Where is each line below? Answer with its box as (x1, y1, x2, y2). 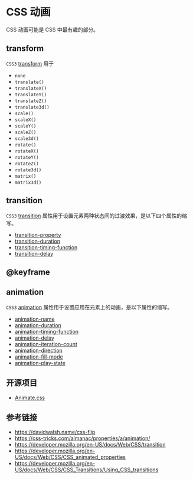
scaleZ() (14, 129, 37, 135)
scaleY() (14, 123, 37, 129)
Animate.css (14, 394, 45, 401)
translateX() (14, 85, 47, 92)
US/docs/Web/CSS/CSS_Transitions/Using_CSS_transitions (14, 466, 159, 473)
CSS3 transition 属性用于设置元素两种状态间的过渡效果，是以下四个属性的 (6, 212, 182, 219)
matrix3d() (14, 180, 42, 185)
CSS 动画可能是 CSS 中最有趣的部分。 (6, 26, 99, 33)
